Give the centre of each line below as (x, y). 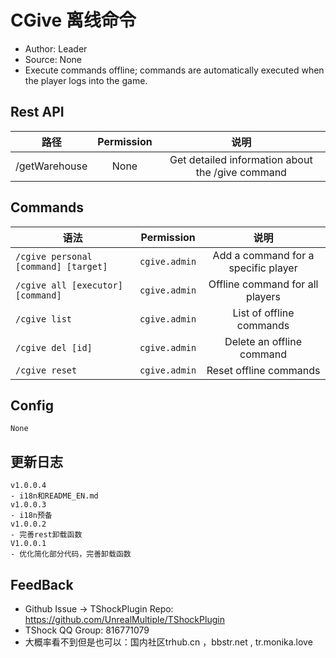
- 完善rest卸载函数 (46, 535)
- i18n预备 (31, 516)
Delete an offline (263, 341)
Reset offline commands (263, 370)
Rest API (37, 112)
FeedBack (42, 584)
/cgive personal (54, 256)
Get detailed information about (241, 159)
